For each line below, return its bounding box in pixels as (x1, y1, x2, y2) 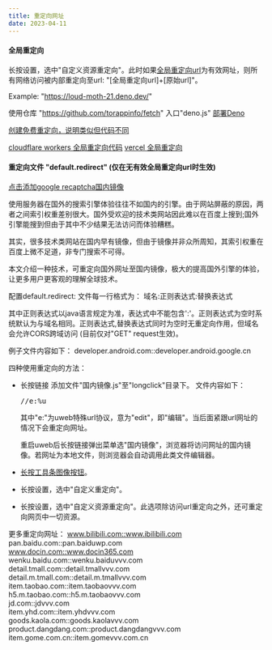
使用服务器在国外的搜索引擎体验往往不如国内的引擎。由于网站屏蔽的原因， (8, 199, 257, 209)
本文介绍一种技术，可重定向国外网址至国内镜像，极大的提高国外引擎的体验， (8, 264, 264, 274)
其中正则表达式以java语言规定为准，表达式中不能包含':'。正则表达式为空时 (8, 308, 256, 318)
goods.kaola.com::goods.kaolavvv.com (8, 615, 139, 625)
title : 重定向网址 (8, 11, 65, 20)
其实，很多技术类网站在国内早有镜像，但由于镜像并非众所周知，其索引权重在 (8, 236, 264, 246)
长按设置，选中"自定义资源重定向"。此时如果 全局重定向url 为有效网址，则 (8, 65, 251, 74)
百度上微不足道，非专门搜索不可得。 (8, 246, 130, 256)
